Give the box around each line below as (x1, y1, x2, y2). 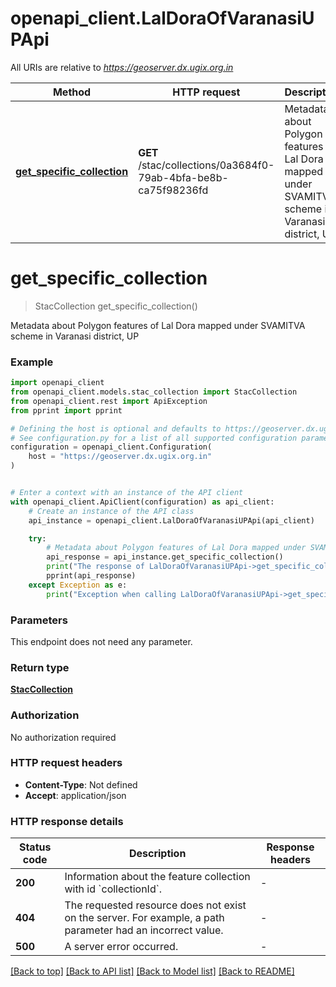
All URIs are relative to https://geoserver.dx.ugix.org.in (10, 61, 234, 73)
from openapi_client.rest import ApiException (10, 396, 208, 406)
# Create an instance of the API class (28, 506, 195, 516)
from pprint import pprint (10, 405, 123, 416)
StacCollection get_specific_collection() (34, 300, 198, 312)
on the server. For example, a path (64, 911, 225, 925)
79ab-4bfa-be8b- (138, 170, 229, 184)
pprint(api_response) (46, 571, 137, 581)
